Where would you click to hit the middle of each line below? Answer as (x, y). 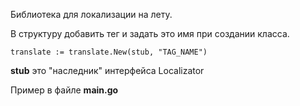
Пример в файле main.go (64, 90)
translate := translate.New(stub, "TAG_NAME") (109, 52)
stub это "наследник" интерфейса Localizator (107, 70)
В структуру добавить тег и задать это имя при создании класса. (150, 33)
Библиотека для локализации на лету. (91, 14)
